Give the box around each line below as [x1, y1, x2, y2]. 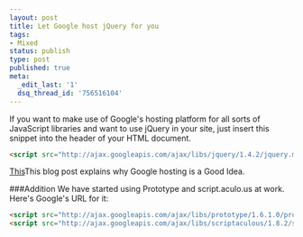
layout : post [9, 13, 59, 23]
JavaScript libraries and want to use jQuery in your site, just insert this [9, 123, 270, 133]
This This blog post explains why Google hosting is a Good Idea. [9, 166, 245, 177]
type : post [9, 55, 50, 64]
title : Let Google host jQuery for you [9, 22, 160, 31]
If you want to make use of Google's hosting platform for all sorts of [9, 114, 261, 124]
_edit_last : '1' [17, 80, 78, 89]
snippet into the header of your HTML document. [9, 132, 192, 143]
